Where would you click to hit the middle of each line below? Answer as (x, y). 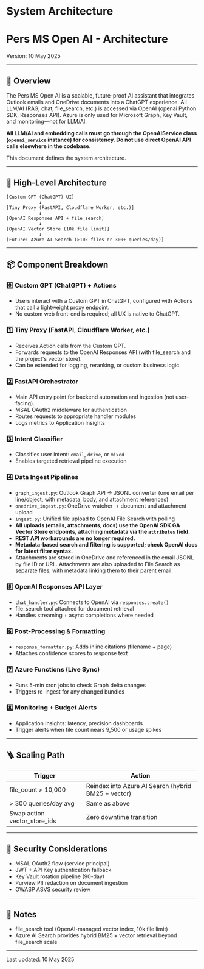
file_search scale (36, 942)
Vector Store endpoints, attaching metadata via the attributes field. (102, 531)
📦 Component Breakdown (57, 265)
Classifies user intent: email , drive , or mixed (70, 455)
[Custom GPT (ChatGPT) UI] (40, 197)
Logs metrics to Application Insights (60, 423)
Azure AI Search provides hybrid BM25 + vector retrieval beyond (96, 935)
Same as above (108, 803)
